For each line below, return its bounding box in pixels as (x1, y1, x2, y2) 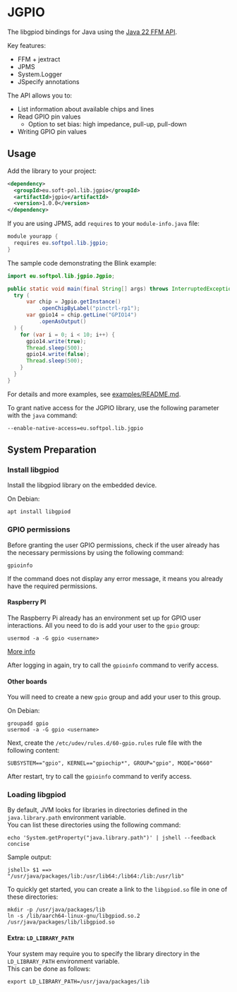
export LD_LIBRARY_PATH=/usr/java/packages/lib (7, 978, 150, 985)
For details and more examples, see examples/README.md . (7, 390, 181, 398)
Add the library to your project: (7, 167, 97, 175)
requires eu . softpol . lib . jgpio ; (13, 239, 109, 246)
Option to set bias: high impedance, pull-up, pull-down (28, 119, 187, 128)
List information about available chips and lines (17, 104, 154, 113)
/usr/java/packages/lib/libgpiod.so (7, 919, 115, 926)
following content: (7, 746, 60, 755)
